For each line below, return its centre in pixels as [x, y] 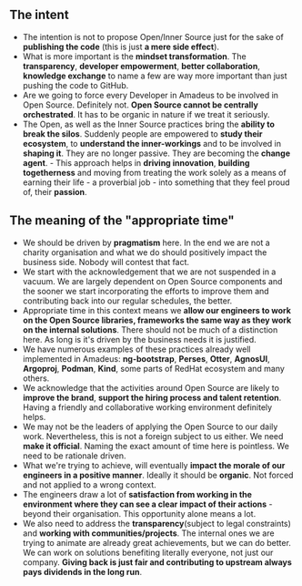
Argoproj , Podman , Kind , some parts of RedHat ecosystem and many [153, 368]
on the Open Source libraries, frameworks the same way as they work [157, 320]
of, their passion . [55, 191]
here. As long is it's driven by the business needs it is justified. [139, 339]
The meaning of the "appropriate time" [122, 221]
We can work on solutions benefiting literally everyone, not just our [148, 552]
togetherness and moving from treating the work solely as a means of [154, 172]
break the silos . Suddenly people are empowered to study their [142, 134]
